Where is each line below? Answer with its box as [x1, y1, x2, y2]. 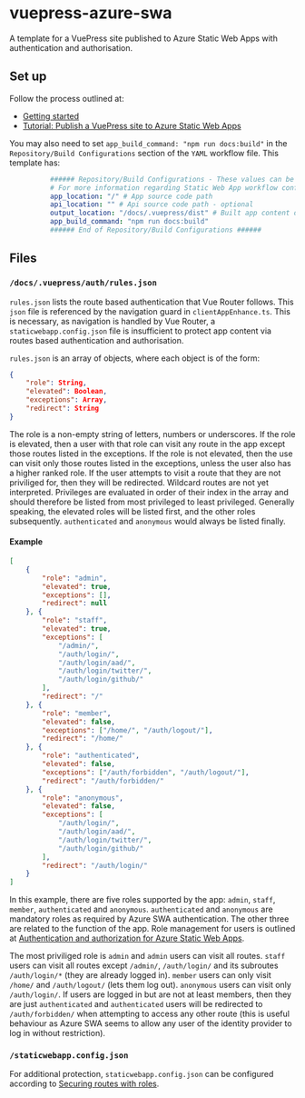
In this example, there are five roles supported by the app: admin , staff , [9, 894, 276, 905]
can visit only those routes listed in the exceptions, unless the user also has [9, 457, 292, 468]
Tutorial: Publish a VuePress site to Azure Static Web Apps [22, 120, 242, 131]
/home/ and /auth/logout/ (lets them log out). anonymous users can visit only [9, 980, 292, 991]
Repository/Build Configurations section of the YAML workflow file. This [9, 147, 280, 158]
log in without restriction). [9, 1028, 106, 1039]
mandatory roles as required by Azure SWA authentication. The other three [9, 913, 290, 924]
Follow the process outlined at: [9, 93, 124, 104]
